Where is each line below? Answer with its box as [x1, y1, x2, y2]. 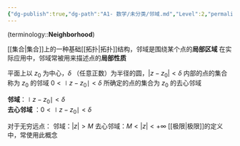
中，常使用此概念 [7, 130, 58, 139]
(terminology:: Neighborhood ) [7, 30, 95, 38]
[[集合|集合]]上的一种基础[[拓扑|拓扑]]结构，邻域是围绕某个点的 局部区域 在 [7, 44, 226, 53]
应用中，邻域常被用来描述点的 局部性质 [13, 53, 126, 62]
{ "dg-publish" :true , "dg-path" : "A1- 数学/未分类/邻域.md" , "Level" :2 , [7, 10, 209, 18]
